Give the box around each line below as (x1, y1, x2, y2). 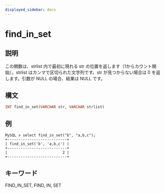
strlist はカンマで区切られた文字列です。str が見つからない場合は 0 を (15, 69, 156, 75)
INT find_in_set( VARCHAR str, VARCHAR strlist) (5, 104, 105, 110)
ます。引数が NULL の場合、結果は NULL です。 (9, 75, 105, 81)
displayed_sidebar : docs (5, 7, 56, 12)
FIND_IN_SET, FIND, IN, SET (5, 182, 62, 188)
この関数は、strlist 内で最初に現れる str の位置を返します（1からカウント (5, 63, 152, 69)
